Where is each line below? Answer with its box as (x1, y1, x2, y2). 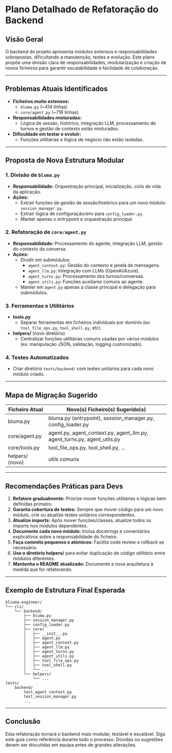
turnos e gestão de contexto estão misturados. (20, 125, 119, 131)
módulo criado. (12, 371, 45, 377)
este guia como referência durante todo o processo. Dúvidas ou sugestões (5, 736, 163, 742)
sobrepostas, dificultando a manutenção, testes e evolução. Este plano (5, 54, 155, 60)
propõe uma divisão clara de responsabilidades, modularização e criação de (5, 60, 166, 65)
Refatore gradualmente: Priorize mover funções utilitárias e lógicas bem (12, 495, 166, 501)
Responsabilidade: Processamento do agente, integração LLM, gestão (12, 240, 163, 246)
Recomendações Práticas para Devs (5, 481, 123, 491)
